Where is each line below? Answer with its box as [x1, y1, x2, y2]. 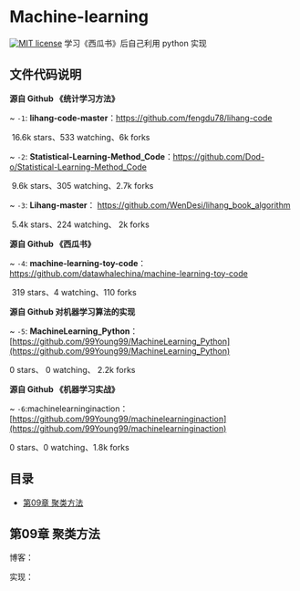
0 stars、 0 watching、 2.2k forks [9, 364, 136, 375]
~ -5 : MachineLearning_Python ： [9, 326, 139, 337]
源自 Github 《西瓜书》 [9, 238, 96, 249]
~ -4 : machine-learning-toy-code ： [9, 257, 147, 268]
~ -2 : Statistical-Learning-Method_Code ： [9, 150, 173, 161]
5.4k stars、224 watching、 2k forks [11, 219, 150, 230]
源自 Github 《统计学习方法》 [9, 93, 120, 104]
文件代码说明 [9, 67, 82, 83]
